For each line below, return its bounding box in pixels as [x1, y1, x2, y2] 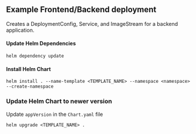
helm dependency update [6, 53, 65, 59]
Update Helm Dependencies [6, 40, 76, 47]
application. [6, 26, 35, 33]
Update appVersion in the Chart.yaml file [6, 110, 103, 118]
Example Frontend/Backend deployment [6, 5, 157, 15]
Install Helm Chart [6, 65, 51, 72]
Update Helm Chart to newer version [6, 97, 113, 105]
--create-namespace [6, 83, 54, 90]
